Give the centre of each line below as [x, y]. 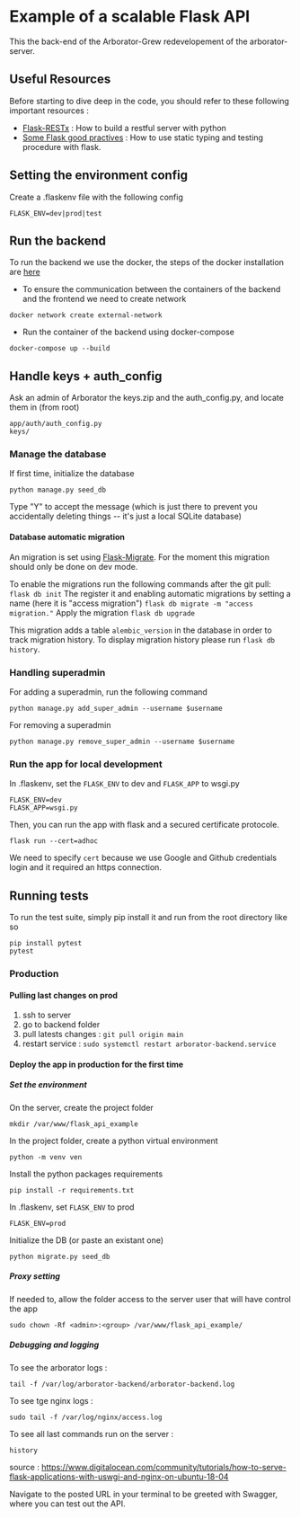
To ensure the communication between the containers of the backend [151, 289]
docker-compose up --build [60, 349]
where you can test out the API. [67, 1504]
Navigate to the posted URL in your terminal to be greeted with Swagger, [144, 1494]
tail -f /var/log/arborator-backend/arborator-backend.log [122, 1384]
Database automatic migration [67, 537]
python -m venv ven [46, 1157]
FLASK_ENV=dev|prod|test [56, 213]
